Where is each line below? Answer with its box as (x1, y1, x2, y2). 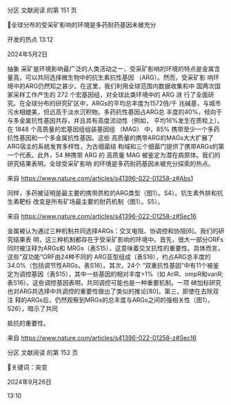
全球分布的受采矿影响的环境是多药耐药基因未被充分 (11, 21, 157, 29)
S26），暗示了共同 (7, 304, 59, 313)
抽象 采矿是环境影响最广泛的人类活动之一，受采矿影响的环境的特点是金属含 (7, 65, 221, 72)
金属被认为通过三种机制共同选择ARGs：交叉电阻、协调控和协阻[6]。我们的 (7, 227, 219, 235)
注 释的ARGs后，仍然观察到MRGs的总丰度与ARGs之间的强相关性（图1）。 (7, 296, 214, 304)
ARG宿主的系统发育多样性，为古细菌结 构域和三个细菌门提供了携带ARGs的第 (7, 142, 225, 150)
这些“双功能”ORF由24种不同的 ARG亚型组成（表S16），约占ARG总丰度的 (7, 253, 212, 261)
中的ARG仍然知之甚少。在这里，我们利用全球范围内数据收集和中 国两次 (12, 82, 215, 90)
